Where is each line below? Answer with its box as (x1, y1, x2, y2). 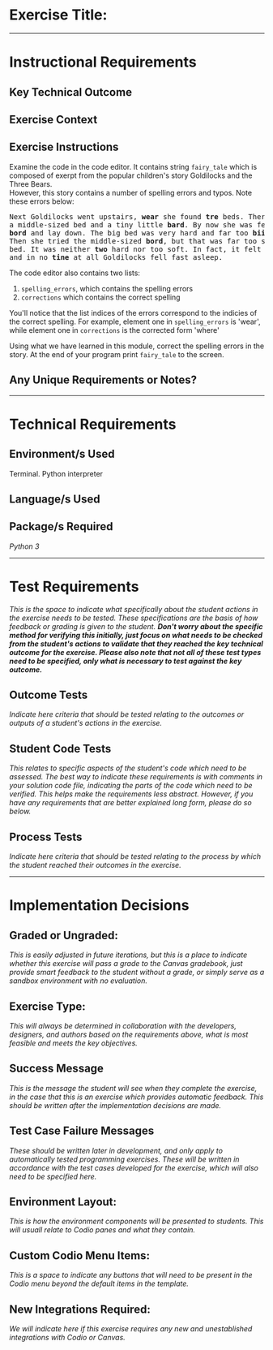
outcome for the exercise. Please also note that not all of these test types (9, 647, 262, 657)
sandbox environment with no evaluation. (9, 976, 148, 986)
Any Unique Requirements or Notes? (9, 373, 198, 387)
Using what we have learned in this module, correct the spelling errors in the (9, 341, 265, 351)
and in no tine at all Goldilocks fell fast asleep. (9, 252, 224, 261)
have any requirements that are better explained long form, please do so (9, 798, 252, 808)
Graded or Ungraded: (9, 928, 118, 942)
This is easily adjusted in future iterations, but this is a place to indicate (9, 950, 248, 960)
